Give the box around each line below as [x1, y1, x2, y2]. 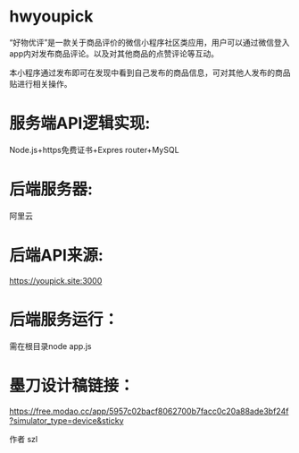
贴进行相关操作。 [9, 78, 72, 89]
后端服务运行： [9, 309, 120, 329]
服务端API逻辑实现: [9, 114, 151, 133]
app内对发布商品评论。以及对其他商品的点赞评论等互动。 [9, 47, 220, 59]
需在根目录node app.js [9, 340, 92, 351]
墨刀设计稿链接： [9, 375, 136, 396]
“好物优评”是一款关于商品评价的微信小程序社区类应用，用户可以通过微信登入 [9, 37, 290, 47]
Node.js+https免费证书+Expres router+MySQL [9, 144, 180, 155]
